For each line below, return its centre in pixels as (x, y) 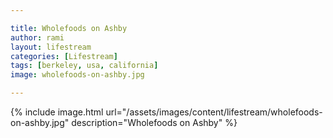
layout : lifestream (51, 47)
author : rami (37, 37)
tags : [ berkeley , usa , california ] (84, 66)
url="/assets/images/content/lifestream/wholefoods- (214, 112)
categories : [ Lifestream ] (64, 56)
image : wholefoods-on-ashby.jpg (77, 75)
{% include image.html (57, 112)
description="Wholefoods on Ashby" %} (154, 122)
